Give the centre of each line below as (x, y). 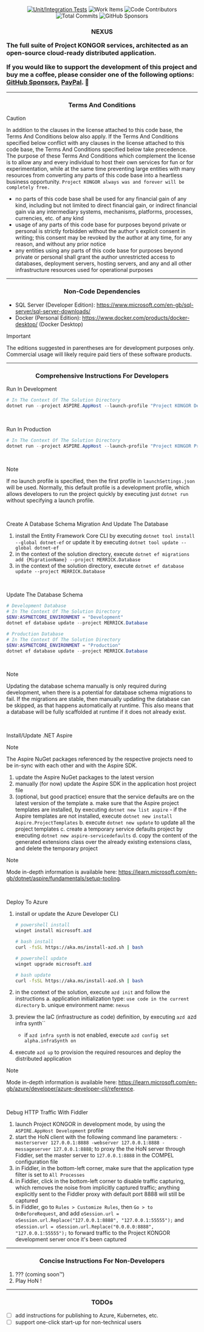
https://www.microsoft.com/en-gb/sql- (145, 305)
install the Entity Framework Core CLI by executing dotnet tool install (105, 536)
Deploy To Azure (27, 902)
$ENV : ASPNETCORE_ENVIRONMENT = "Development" (65, 618)
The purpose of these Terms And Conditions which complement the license (101, 156)
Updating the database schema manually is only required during (87, 686)
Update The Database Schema (45, 595)
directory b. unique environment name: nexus (72, 1005)
